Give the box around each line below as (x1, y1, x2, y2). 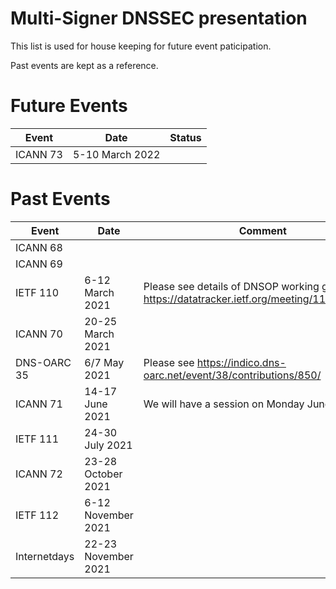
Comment (238, 223, 287, 237)
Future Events (10, 95, 128, 117)
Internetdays (15, 549, 75, 563)
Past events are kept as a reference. (10, 59, 159, 71)
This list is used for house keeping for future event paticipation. (10, 40, 272, 52)
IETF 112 (15, 508, 60, 522)
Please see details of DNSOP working (143, 279, 320, 293)
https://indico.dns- (196, 355, 287, 369)
